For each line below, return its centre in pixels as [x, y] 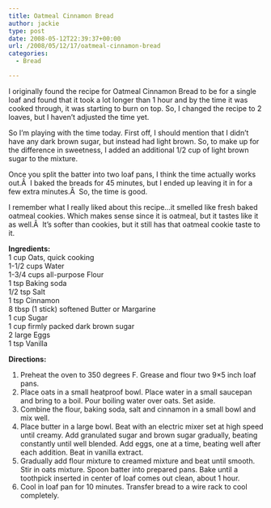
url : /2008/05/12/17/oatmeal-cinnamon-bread [85, 46]
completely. [39, 495]
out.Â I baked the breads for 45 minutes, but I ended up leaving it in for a [131, 182]
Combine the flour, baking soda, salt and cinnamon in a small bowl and [138, 409]
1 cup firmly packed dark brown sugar [72, 326]
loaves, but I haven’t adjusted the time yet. [79, 117]
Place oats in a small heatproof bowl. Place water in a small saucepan [136, 392]
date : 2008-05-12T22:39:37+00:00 [65, 38]
